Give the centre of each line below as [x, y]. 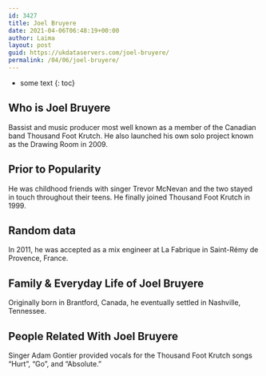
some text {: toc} [48, 83]
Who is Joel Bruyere [60, 108]
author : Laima [32, 38]
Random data [42, 230]
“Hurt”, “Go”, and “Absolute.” [55, 363]
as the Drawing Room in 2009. [58, 144]
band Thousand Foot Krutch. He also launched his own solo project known [131, 136]
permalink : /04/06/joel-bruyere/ [64, 61]
